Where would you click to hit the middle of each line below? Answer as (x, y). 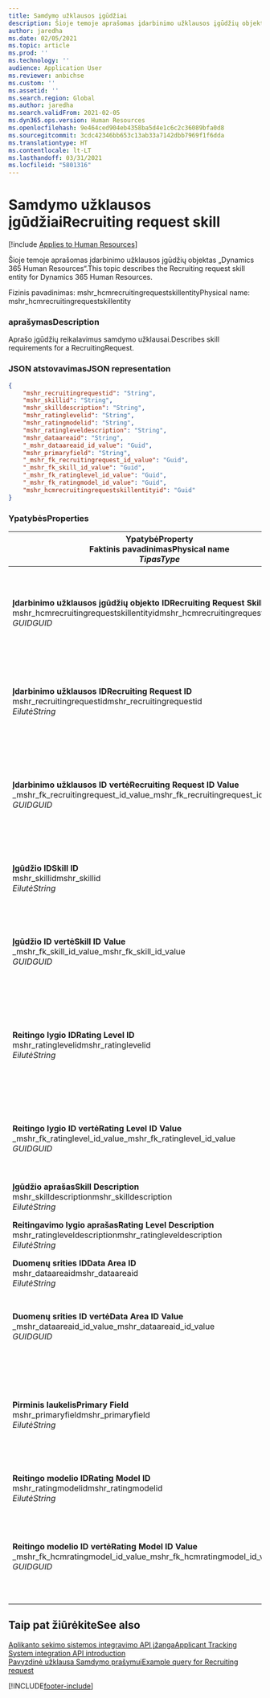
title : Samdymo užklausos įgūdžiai (68, 16)
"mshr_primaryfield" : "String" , (77, 453)
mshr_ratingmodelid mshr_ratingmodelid (88, 1488)
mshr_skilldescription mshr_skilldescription (92, 1196)
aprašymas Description (54, 322)
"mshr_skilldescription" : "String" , (84, 408)
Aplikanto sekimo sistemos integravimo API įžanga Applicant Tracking (123, 1644)
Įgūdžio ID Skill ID (45, 867)
